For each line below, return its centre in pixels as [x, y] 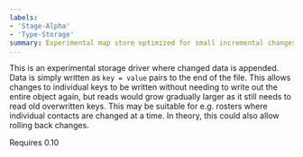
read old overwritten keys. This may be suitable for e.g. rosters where [138, 106]
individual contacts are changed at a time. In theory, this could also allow [144, 116]
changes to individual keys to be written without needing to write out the [143, 87]
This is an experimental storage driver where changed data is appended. [144, 68]
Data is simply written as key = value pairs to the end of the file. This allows [150, 78]
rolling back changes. [50, 126]
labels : [24, 17]
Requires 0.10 [34, 143]
